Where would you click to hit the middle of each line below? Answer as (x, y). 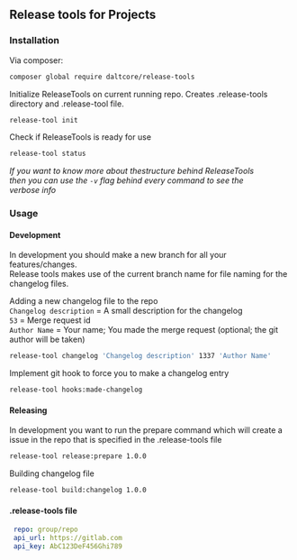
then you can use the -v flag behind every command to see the (127, 180)
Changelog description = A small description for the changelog (126, 311)
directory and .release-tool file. (67, 104)
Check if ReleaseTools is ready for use (80, 137)
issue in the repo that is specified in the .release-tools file (116, 440)
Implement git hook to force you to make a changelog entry (119, 373)
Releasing (28, 410)
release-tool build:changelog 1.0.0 (78, 491)
